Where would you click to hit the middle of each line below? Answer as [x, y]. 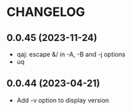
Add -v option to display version [63, 100]
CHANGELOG [46, 12]
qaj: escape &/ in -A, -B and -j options [71, 54]
